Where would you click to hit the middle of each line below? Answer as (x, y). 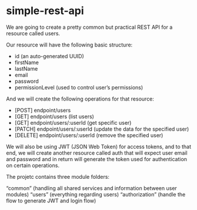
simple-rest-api (45, 11)
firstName (27, 62)
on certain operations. (33, 165)
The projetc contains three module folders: (58, 176)
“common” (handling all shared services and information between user (92, 188)
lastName (26, 68)
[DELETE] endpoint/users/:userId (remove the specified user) (89, 135)
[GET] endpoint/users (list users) (54, 116)
